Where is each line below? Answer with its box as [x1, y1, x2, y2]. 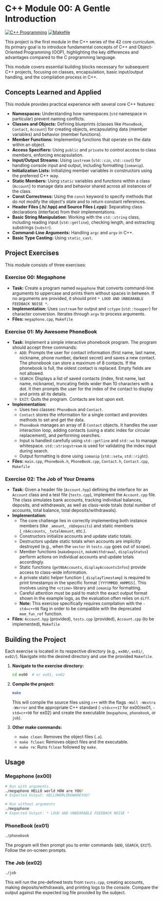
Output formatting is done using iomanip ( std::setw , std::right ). [19, 453, 149, 459]
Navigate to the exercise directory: [12, 663, 84, 669]
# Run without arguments [5, 802, 55, 806]
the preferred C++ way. [12, 172, 59, 178]
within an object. [12, 142, 46, 148]
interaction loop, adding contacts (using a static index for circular [19, 427, 150, 433]
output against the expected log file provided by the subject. [5, 890, 126, 896]
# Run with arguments [5, 784, 49, 789]
